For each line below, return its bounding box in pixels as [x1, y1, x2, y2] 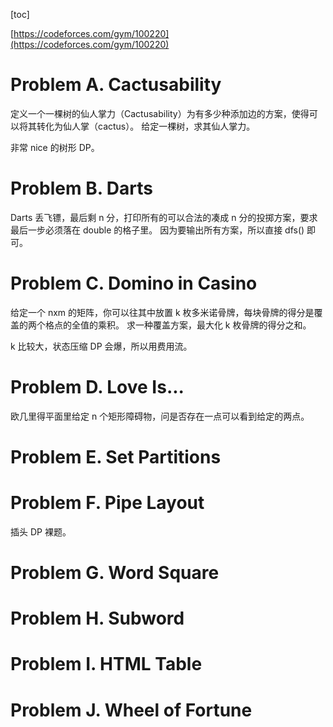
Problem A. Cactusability [10, 74, 222, 96]
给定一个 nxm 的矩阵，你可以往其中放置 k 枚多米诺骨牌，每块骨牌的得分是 [10, 306, 315, 318]
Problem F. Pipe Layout [10, 492, 205, 514]
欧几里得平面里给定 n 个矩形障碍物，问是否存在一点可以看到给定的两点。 [10, 410, 310, 422]
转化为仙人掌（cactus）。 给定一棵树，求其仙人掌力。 [36, 120, 256, 132]
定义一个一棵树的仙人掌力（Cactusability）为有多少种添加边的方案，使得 [10, 107, 310, 119]
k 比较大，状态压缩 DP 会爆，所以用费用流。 [10, 340, 193, 352]
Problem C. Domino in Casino [10, 272, 258, 295]
